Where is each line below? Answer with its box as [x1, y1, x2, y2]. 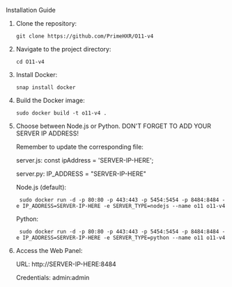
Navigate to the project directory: [15, 45, 111, 53]
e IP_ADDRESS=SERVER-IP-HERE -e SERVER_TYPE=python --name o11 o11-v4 [15, 234, 226, 241]
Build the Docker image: [15, 97, 86, 104]
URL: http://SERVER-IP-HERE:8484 [15, 260, 117, 268]
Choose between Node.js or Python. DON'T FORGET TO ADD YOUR [15, 122, 211, 130]
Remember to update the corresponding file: [15, 142, 144, 151]
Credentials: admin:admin [15, 274, 90, 281]
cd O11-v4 [15, 58, 45, 65]
